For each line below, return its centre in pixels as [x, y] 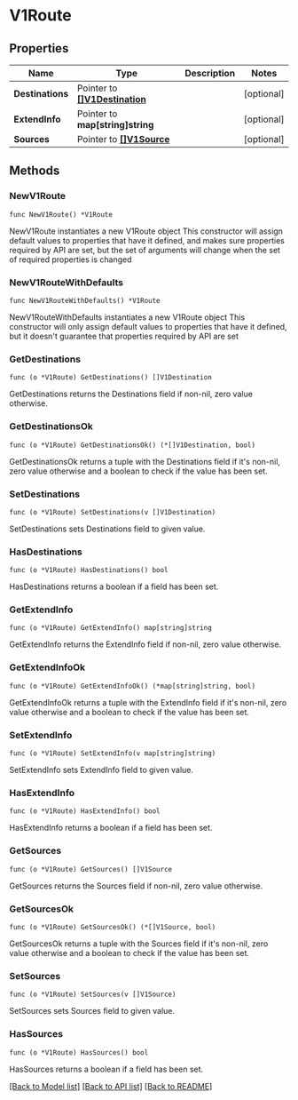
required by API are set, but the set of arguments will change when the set [145, 250]
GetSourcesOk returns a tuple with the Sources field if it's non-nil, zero [139, 944]
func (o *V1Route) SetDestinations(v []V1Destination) [113, 512]
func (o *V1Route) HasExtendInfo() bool [85, 811]
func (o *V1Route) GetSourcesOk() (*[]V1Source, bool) [113, 927]
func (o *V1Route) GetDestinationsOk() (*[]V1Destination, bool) [132, 445]
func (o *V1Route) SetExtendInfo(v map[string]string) [113, 753]
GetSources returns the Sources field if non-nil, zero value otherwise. [136, 886]
